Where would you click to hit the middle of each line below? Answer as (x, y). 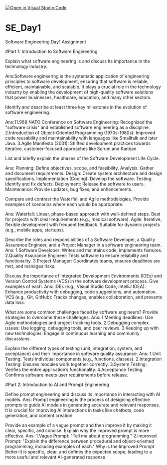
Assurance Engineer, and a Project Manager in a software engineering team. (83, 244)
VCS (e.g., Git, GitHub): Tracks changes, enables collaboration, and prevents (84, 297)
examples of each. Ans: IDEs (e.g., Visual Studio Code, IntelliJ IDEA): (76, 286)
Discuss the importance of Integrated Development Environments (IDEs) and (83, 275)
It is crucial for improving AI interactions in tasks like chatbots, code (75, 410)
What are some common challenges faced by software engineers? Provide (82, 312)
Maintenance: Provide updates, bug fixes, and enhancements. (69, 189)
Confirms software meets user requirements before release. (67, 374)
